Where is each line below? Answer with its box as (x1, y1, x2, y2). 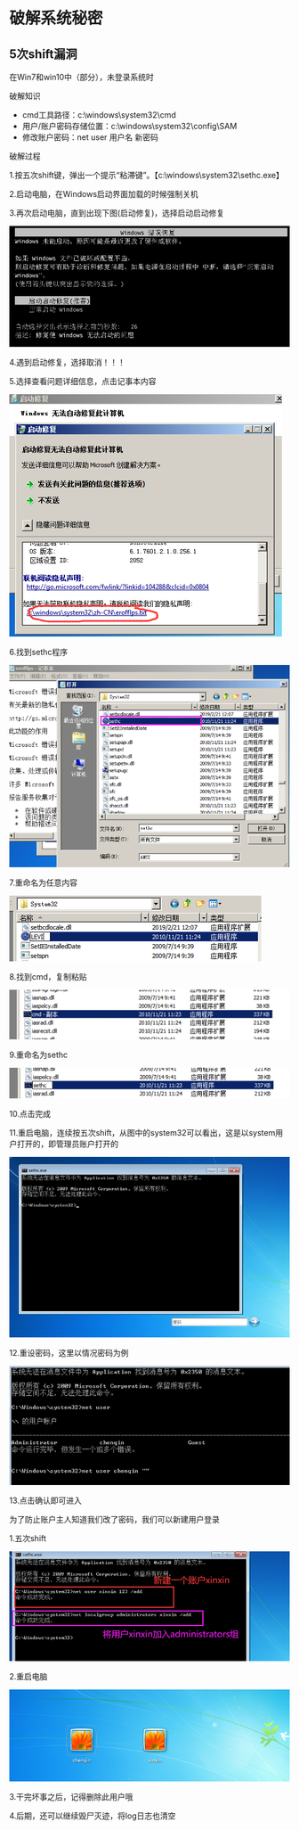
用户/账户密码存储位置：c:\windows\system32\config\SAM (21, 121, 238, 131)
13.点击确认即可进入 (9, 1495, 83, 1506)
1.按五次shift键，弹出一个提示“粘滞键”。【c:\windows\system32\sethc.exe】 (9, 170, 285, 180)
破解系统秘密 (9, 8, 104, 29)
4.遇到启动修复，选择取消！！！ (9, 357, 126, 367)
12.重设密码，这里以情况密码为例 (9, 1348, 129, 1358)
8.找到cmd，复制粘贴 (9, 972, 87, 982)
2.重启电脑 (9, 1670, 48, 1681)
